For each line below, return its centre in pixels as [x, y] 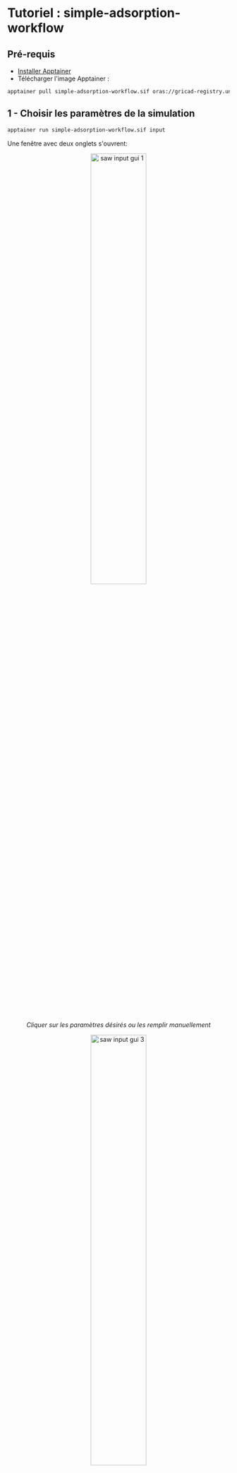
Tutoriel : [34, 13]
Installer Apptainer [44, 71]
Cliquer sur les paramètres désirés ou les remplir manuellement [119, 1025]
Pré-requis [31, 54]
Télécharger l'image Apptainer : [63, 78]
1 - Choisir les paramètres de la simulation [101, 113]
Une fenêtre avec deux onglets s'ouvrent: [68, 143]
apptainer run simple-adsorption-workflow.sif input [86, 130]
